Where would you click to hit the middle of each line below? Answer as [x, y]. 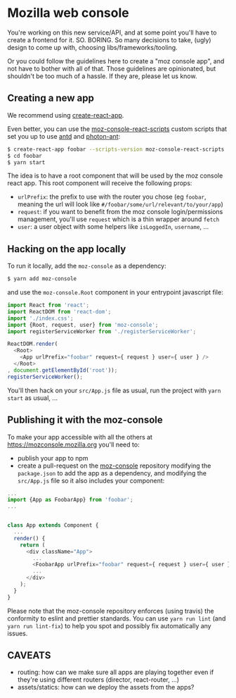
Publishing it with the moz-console [85, 420]
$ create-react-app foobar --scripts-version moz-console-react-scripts [116, 149]
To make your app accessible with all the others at [80, 437]
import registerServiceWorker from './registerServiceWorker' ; [102, 331]
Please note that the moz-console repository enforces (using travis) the [111, 611]
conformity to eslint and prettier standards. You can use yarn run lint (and [117, 618]
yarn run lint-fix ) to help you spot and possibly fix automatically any [110, 625]
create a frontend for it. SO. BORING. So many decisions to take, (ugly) [110, 39]
